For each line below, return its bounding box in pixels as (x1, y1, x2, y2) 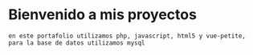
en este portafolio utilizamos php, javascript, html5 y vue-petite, (8, 32, 247, 40)
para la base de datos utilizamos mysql (8, 38, 146, 47)
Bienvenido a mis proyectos (8, 6, 197, 24)
